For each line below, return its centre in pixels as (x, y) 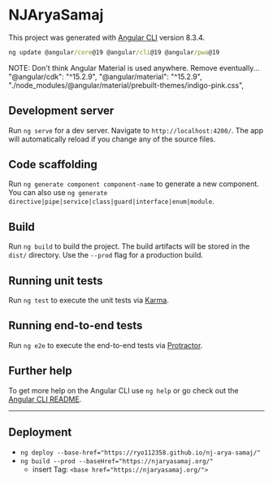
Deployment (40, 432)
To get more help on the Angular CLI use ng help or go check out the (123, 390)
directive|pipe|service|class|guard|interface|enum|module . (111, 202)
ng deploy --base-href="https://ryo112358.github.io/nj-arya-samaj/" (141, 453)
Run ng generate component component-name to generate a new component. (134, 184)
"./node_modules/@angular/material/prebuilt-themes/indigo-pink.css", (126, 85)
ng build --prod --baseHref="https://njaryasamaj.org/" (117, 461)
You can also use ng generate (58, 193)
